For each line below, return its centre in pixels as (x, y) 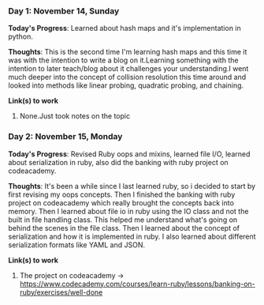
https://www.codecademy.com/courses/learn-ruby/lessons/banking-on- (137, 284)
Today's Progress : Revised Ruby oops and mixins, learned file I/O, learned (129, 154)
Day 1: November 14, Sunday (64, 11)
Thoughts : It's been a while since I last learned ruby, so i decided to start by (132, 186)
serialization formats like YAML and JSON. (77, 245)
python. (20, 36)
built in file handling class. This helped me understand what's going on (123, 220)
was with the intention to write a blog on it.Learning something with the (123, 60)
